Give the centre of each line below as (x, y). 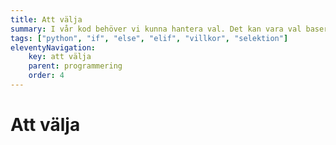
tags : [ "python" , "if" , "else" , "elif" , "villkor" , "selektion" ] (149, 38)
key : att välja (60, 57)
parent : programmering (75, 66)
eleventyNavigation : (53, 47)
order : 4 (46, 76)
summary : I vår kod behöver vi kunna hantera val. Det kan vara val (156, 29)
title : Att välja (46, 19)
